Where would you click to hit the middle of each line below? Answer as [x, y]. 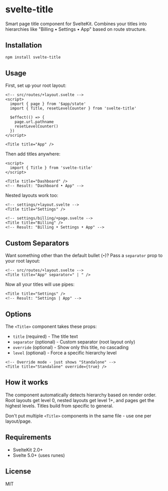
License [18, 471]
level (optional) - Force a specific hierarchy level [65, 353]
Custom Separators [37, 243]
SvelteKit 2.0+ [28, 450]
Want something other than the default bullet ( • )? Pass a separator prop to [84, 256]
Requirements [28, 437]
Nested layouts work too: [32, 195]
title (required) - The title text [45, 337]
